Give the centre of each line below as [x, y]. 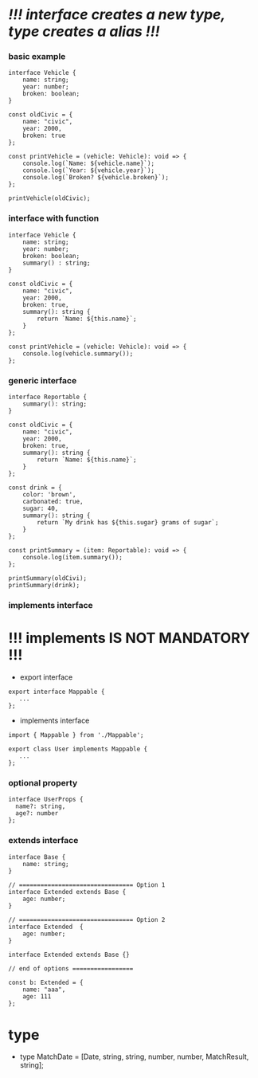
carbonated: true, [53, 502]
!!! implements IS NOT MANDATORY [129, 638]
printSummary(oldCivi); [48, 578]
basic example [37, 57]
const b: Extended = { [46, 982]
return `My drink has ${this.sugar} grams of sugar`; [128, 523]
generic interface [43, 380]
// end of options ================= [71, 968]
